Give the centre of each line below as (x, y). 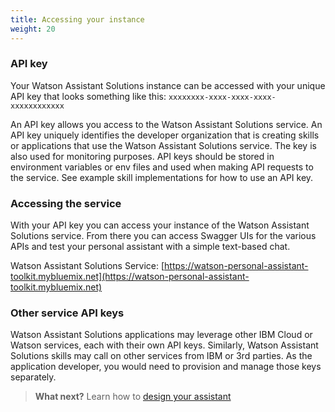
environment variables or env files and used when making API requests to (162, 167)
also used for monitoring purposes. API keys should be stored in (142, 156)
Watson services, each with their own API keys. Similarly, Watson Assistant (164, 345)
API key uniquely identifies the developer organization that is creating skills (165, 135)
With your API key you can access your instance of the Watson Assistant (160, 225)
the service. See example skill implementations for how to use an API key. (162, 177)
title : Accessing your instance (77, 19)
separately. (33, 377)
